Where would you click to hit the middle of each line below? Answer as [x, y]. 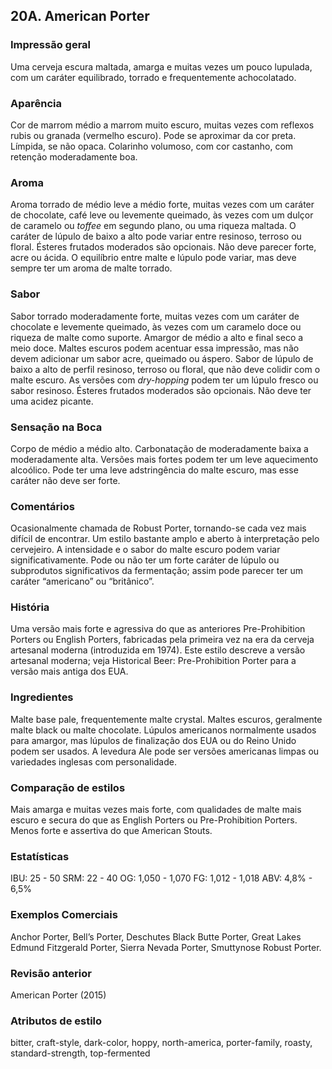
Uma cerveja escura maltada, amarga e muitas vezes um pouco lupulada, [161, 66]
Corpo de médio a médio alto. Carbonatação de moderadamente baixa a [159, 448]
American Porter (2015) [58, 995]
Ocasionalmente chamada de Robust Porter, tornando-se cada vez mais [158, 528]
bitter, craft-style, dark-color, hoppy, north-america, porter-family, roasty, [161, 1043]
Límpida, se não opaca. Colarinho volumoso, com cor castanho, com [152, 146]
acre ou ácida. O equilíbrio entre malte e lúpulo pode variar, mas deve [153, 258]
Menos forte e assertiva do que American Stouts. [111, 831]
